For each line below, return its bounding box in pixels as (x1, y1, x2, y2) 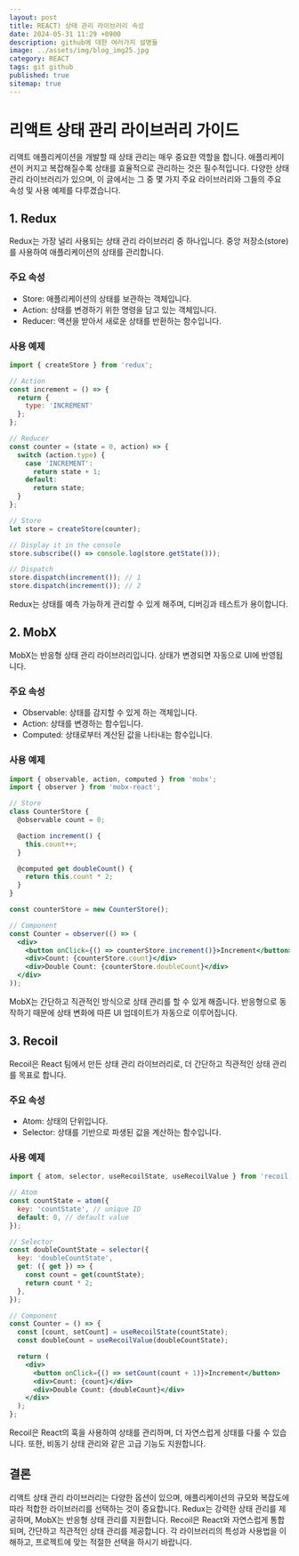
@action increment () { (17, 831, 101, 841)
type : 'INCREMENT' (25, 401, 93, 410)
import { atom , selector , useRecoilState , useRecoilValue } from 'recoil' (9, 1172, 293, 1181)
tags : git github (9, 63, 74, 72)
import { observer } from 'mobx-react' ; (9, 783, 162, 792)
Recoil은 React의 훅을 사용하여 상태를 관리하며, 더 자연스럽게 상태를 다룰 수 (9, 1427, 271, 1438)
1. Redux (9, 211, 57, 226)
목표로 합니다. (18, 1069, 67, 1080)
